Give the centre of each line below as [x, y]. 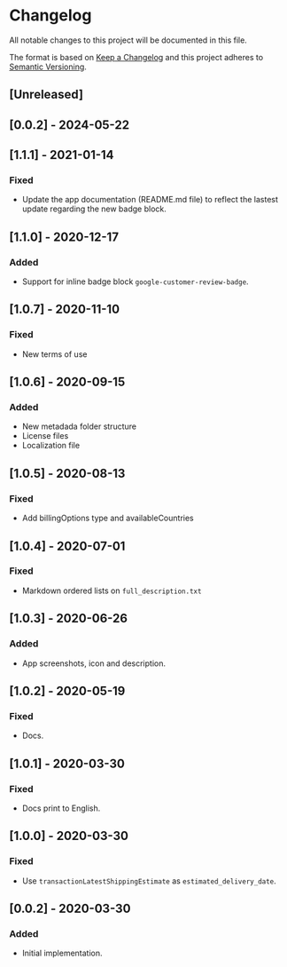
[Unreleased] [47, 95]
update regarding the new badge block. [94, 209]
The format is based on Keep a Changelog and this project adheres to [136, 57]
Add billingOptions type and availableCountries [108, 518]
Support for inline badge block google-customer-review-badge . [136, 281]
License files [45, 436]
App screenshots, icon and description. [94, 663]
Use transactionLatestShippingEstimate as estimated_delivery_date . [149, 881]
